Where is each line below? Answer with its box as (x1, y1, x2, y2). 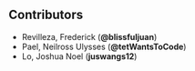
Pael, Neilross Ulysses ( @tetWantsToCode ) (21, 41, 187, 52)
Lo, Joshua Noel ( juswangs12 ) (21, 50, 138, 62)
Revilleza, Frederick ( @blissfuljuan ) (21, 31, 158, 42)
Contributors (8, 7, 84, 23)
